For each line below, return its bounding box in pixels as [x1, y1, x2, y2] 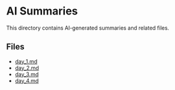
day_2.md [14, 64, 39, 71]
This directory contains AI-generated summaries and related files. [6, 24, 170, 31]
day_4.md [14, 77, 39, 84]
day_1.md [14, 57, 38, 65]
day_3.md [14, 71, 39, 78]
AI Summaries [6, 4, 78, 18]
